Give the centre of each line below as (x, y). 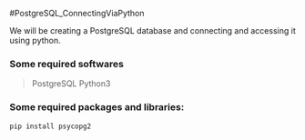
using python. (35, 40)
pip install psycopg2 (51, 126)
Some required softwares (67, 64)
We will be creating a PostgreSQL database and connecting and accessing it (152, 30)
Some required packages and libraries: (97, 107)
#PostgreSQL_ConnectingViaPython (77, 13)
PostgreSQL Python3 (71, 84)
